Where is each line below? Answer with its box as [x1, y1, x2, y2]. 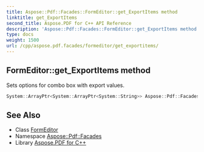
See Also [6, 110, 41, 120]
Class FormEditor [15, 126, 59, 134]
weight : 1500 [6, 37, 39, 43]
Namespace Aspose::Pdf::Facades [15, 133, 102, 140]
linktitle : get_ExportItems [6, 15, 78, 21]
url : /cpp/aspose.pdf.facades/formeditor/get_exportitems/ [6, 43, 159, 49]
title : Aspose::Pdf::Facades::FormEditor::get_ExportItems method [6, 9, 178, 15]
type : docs [6, 32, 34, 38]
